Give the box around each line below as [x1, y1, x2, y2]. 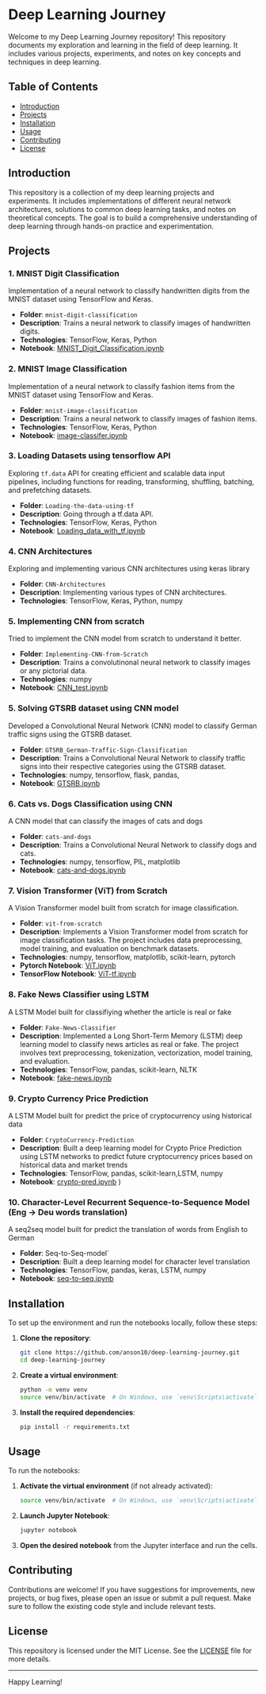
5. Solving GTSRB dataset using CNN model [8, 703, 180, 714]
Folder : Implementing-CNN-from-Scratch [19, 649, 149, 659]
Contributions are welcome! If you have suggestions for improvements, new [8, 1584, 256, 1594]
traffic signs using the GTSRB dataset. [8, 729, 132, 739]
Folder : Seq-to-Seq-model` [19, 1249, 109, 1258]
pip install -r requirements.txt [19, 1423, 131, 1430]
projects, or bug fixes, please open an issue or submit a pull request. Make [8, 1593, 252, 1603]
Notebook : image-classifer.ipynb [19, 430, 128, 440]
